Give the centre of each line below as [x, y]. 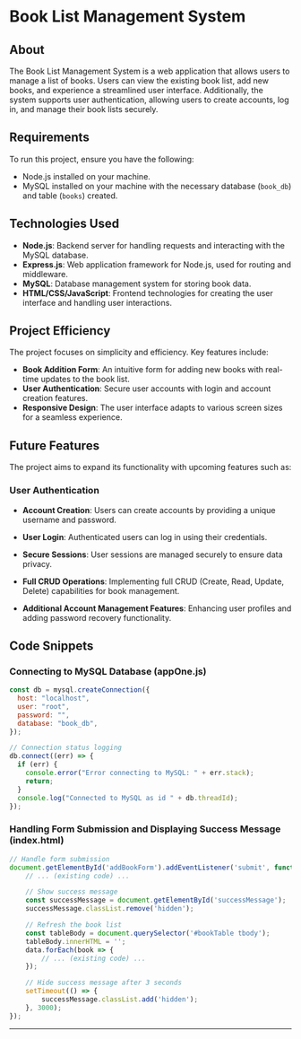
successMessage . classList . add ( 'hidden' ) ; [120, 1000]
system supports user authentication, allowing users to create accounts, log [149, 100]
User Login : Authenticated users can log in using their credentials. [145, 537]
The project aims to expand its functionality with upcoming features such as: [150, 467]
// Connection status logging [66, 748]
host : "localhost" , [54, 698]
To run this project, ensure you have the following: [102, 159]
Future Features [55, 445]
